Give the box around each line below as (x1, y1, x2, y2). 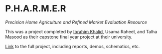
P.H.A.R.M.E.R (5, 3, 66, 14)
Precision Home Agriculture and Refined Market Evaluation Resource (5, 19, 147, 25)
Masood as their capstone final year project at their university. (5, 34, 133, 40)
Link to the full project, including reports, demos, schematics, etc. (5, 43, 140, 49)
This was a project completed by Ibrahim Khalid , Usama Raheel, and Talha (5, 28, 158, 34)
